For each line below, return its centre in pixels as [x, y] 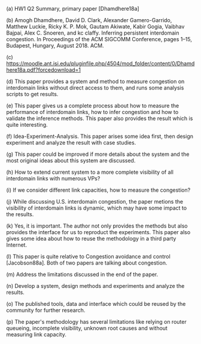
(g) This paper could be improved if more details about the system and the [98, 154]
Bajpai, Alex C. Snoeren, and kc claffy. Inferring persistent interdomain [93, 33]
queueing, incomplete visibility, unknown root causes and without [87, 328]
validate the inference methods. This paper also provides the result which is [100, 118]
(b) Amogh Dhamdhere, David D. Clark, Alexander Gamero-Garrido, [89, 20]
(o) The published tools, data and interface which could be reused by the [96, 304]
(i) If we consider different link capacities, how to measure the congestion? [98, 190]
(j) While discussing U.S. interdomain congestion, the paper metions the [95, 202]
